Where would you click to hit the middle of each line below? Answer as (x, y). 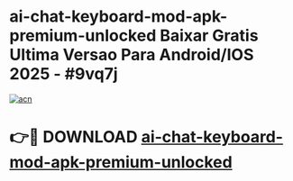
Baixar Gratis (209, 36)
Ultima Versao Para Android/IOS (132, 55)
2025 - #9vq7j (64, 74)
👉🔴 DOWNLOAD (73, 137)
